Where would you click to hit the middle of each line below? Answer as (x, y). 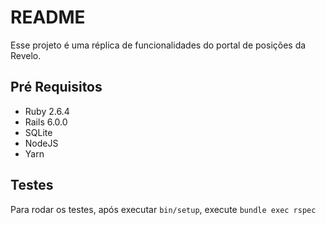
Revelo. (26, 55)
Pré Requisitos (56, 87)
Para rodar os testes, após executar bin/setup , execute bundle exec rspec (163, 209)
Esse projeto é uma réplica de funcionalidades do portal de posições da (158, 45)
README (48, 17)
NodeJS (41, 143)
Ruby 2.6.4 (47, 111)
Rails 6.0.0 (46, 122)
